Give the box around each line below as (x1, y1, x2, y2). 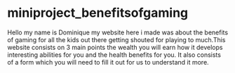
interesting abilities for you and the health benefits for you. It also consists (7, 51, 221, 59)
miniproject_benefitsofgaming (7, 5, 189, 21)
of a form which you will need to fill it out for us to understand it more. (7, 58, 209, 66)
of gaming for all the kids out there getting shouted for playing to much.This (7, 35, 226, 44)
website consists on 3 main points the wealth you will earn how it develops (7, 43, 223, 51)
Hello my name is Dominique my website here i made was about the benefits (7, 28, 229, 36)
